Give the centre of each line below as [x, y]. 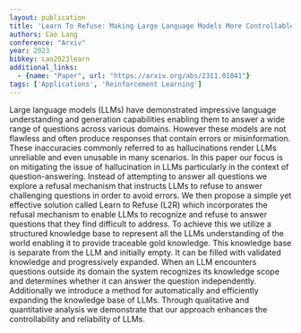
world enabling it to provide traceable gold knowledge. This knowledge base [150, 243]
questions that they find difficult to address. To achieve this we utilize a [140, 224]
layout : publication [48, 17]
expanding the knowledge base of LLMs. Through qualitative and [129, 300]
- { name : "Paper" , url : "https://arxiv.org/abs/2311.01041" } [134, 76]
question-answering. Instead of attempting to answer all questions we [138, 176]
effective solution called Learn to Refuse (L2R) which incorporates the [138, 205]
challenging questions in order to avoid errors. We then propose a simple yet [150, 195]
